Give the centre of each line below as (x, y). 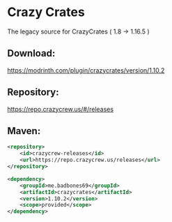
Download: (31, 53)
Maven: (24, 131)
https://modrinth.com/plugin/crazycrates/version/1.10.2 (86, 70)
